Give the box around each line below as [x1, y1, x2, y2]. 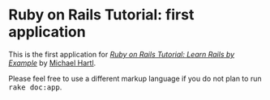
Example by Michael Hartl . [8, 58, 96, 68]
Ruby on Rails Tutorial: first [8, 6, 195, 24]
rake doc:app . [8, 82, 62, 92]
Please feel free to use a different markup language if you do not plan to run [8, 73, 262, 83]
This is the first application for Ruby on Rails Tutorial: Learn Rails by [8, 49, 235, 59]
